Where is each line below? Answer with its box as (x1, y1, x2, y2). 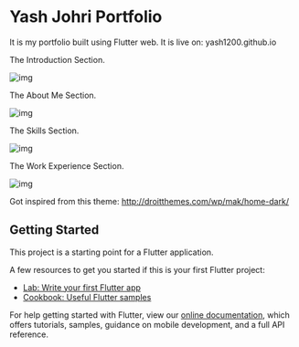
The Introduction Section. (9, 54, 105, 65)
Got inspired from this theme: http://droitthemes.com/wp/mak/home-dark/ (9, 195, 290, 206)
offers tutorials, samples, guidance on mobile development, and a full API (9, 319, 285, 330)
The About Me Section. (9, 89, 97, 100)
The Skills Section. (9, 125, 80, 136)
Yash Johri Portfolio (9, 6, 163, 27)
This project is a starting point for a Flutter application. (9, 247, 214, 258)
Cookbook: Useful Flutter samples (22, 291, 152, 302)
